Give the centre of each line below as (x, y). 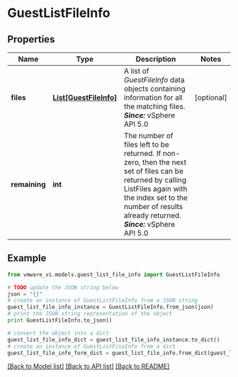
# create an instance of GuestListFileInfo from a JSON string (103, 300)
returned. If (142, 153)
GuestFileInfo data (154, 80)
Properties (31, 39)
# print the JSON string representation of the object (90, 314)
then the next (164, 162)
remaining (28, 184)
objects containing (154, 89)
